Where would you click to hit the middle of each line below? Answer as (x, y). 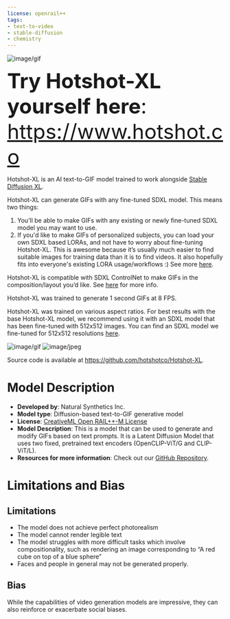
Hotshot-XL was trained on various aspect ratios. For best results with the (111, 312)
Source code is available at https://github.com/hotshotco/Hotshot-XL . (106, 360)
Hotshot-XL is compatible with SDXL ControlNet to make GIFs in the (103, 278)
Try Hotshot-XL (84, 81)
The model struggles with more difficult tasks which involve (101, 542)
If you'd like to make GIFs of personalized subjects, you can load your (116, 235)
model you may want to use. (57, 228)
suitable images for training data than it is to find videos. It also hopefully (120, 257)
